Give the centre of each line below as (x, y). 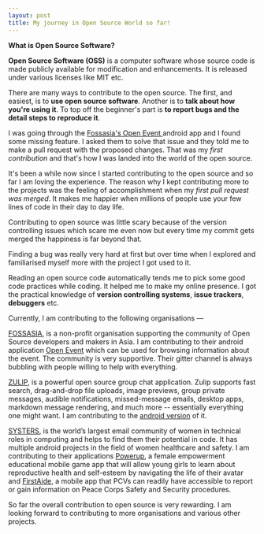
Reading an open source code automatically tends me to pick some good (127, 277)
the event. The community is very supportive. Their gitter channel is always (130, 358)
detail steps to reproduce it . (54, 117)
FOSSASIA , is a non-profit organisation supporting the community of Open (129, 333)
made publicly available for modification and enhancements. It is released (128, 69)
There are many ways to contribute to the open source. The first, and (120, 92)
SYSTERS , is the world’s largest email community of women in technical (125, 431)
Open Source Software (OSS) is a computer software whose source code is (132, 61)
